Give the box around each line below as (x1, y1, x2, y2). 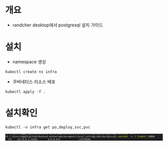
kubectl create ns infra (5, 69, 57, 74)
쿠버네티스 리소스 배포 (12, 78, 56, 85)
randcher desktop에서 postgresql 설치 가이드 (12, 22, 103, 28)
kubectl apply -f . (5, 89, 46, 94)
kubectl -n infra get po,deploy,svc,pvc (5, 125, 91, 130)
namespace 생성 (12, 58, 46, 65)
